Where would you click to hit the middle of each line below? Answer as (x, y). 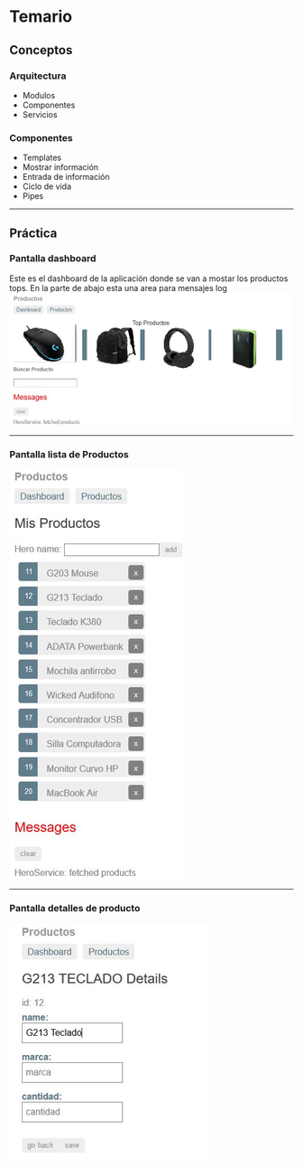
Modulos (39, 95)
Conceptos (41, 50)
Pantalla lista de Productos (69, 454)
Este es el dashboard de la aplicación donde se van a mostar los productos (149, 278)
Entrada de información (66, 177)
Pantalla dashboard (53, 259)
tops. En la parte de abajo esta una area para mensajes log (119, 287)
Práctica (33, 233)
